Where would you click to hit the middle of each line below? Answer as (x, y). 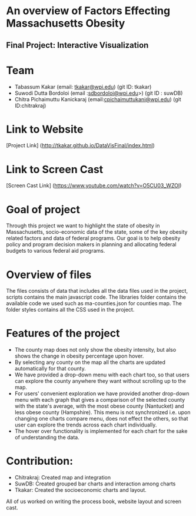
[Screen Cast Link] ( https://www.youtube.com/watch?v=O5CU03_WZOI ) (94, 186)
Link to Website (45, 129)
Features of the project (63, 333)
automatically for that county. (50, 369)
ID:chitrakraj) (30, 105)
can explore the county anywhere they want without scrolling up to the (100, 381)
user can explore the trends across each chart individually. (86, 425)
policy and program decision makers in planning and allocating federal (91, 244)
